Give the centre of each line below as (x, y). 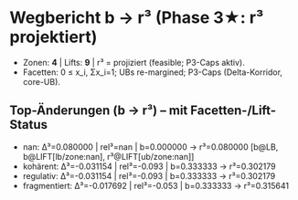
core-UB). (42, 81)
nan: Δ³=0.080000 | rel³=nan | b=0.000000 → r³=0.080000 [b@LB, (150, 147)
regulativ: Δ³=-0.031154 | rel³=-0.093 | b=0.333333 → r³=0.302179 (149, 175)
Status (29, 125)
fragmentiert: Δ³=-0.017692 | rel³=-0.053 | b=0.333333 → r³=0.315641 (156, 185)
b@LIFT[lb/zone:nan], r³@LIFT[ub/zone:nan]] (108, 156)
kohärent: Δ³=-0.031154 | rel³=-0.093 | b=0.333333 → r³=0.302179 (149, 166)
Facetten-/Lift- (234, 111)
